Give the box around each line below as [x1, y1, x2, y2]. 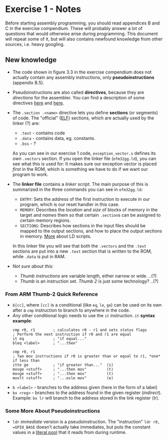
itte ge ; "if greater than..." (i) [12, 363, 113, 368]
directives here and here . [12, 100, 64, 106]
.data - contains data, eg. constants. [19, 135, 96, 141]
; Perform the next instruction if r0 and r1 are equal [12, 332, 131, 337]
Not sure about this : [12, 263, 54, 269]
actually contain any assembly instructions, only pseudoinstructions [12, 74, 154, 80]
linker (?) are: [12, 120, 40, 126]
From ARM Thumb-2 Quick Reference [5, 291, 98, 298]
